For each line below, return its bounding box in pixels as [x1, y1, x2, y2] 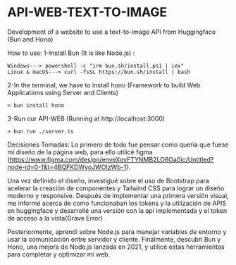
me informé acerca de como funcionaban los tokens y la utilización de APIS [7, 199, 227, 207]
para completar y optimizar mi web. [7, 249, 111, 258]
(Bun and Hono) [7, 35, 54, 43]
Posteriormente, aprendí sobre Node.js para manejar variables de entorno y [7, 227, 227, 236]
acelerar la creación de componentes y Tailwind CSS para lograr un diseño [7, 184, 225, 192]
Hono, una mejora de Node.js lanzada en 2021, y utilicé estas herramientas [7, 242, 225, 251]
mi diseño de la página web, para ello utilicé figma [7, 147, 153, 156]
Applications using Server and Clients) [7, 88, 119, 97]
